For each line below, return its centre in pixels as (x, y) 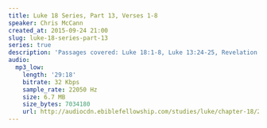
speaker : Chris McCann (46, 23)
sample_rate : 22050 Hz (60, 89)
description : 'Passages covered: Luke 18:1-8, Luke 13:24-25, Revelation (133, 52)
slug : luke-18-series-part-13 (58, 38)
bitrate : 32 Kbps (51, 82)
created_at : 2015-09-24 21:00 (58, 30)
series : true (30, 45)
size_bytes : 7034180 (56, 104)
